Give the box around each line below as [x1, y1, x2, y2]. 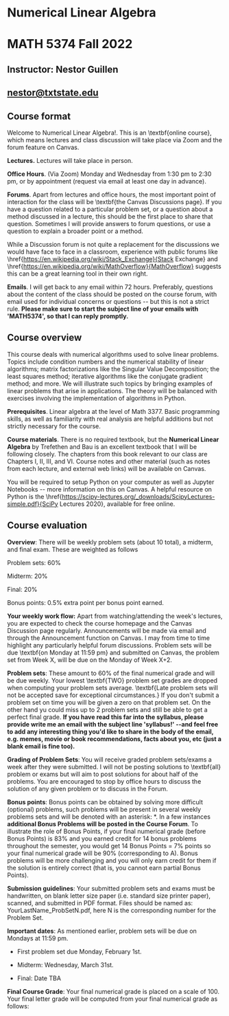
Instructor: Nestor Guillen [7, 63, 119, 75]
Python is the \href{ [7, 492, 62, 500]
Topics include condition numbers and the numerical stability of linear [7, 357, 204, 366]
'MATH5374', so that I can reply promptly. [7, 311, 129, 320]
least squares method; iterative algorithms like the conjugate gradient [7, 372, 203, 380]
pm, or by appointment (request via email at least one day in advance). [7, 177, 207, 185]
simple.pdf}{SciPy [7, 500, 58, 508]
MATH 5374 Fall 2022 [7, 36, 133, 52]
